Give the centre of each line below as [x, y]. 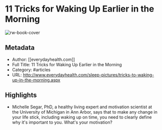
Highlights [21, 95]
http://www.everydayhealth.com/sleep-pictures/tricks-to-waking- [88, 75]
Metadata [20, 48]
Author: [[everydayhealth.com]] [43, 59]
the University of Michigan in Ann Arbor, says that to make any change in [85, 112]
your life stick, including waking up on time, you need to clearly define [82, 117]
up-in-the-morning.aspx [36, 80]
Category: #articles [31, 70]
